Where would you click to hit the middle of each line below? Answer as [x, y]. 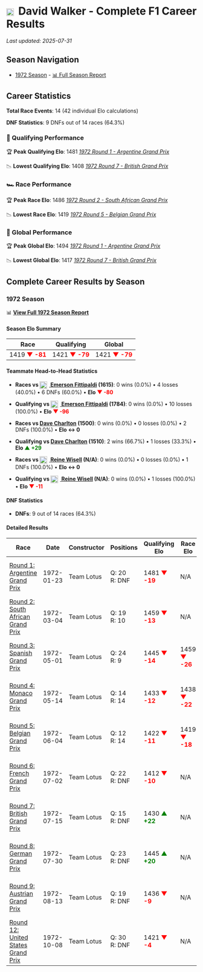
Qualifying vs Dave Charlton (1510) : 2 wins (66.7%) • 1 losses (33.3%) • [105, 441]
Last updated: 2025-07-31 [39, 41]
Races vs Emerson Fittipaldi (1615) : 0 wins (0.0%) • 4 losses [96, 384]
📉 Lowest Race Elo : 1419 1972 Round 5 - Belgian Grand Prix [81, 215]
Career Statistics [39, 96]
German [21, 853]
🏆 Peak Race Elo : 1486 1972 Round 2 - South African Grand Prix [87, 200]
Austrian [21, 893]
